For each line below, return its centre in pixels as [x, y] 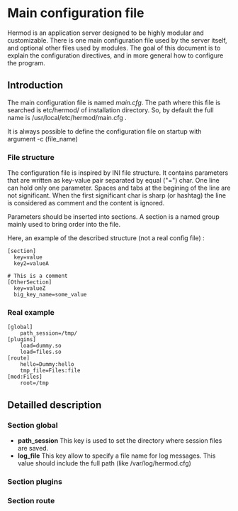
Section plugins [35, 481]
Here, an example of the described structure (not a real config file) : [106, 238]
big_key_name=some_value [50, 295]
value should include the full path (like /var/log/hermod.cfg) [104, 463]
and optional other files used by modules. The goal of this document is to [114, 48]
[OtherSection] [30, 282]
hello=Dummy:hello [47, 365]
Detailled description [55, 405]
